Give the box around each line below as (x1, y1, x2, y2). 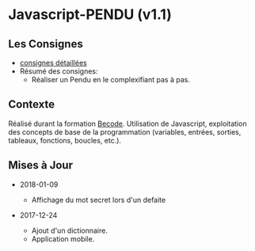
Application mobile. (31, 234, 95, 243)
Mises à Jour (8, 158, 74, 172)
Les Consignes (8, 37, 83, 51)
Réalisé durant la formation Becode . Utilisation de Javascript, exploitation (8, 119, 247, 128)
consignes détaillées (19, 58, 87, 67)
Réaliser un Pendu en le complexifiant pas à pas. (31, 75, 190, 84)
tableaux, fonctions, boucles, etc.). (8, 135, 121, 145)
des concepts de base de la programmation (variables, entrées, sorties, (8, 127, 242, 136)
